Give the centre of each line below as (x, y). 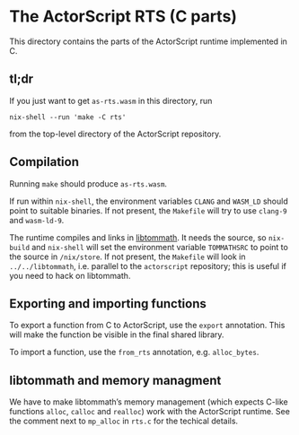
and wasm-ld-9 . (37, 220)
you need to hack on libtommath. (70, 275)
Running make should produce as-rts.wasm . (88, 183)
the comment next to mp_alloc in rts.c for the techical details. (124, 421)
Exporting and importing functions (108, 304)
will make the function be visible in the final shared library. (117, 335)
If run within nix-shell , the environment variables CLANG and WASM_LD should (149, 201)
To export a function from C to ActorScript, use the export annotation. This (147, 326)
